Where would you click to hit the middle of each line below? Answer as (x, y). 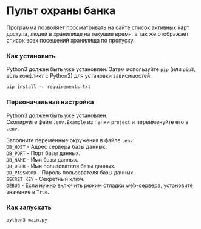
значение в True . (28, 191)
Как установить (31, 56)
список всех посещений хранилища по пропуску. (70, 40)
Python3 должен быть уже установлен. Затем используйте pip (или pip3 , (101, 69)
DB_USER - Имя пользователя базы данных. (61, 166)
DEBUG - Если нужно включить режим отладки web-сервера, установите (100, 185)
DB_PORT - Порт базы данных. (43, 153)
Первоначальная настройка (50, 102)
